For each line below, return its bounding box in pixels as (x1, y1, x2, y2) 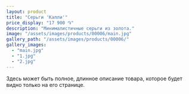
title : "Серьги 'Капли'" (6, 14, 68, 20)
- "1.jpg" (11, 53, 36, 59)
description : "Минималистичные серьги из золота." (6, 25, 135, 32)
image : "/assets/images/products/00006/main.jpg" (6, 31, 132, 37)
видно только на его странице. (6, 81, 85, 88)
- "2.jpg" (11, 58, 36, 64)
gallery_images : (6, 42, 47, 48)
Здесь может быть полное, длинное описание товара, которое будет (6, 75, 183, 82)
